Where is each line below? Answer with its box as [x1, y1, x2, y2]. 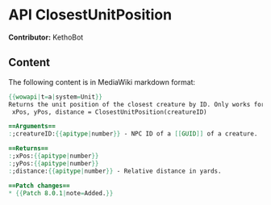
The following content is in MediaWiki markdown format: [8, 77, 196, 86]
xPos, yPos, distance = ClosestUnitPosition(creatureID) [11, 107, 207, 116]
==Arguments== [8, 123, 56, 131]
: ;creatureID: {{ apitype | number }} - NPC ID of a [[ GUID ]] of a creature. [8, 130, 258, 138]
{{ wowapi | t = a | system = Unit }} [8, 93, 103, 101]
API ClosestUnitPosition [8, 6, 172, 24]
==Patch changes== [8, 182, 70, 190]
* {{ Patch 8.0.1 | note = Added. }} [8, 189, 114, 197]
